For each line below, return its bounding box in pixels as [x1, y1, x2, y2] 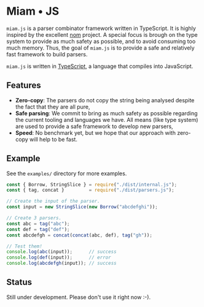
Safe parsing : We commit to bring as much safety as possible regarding [15, 109, 198, 117]
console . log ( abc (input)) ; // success [6, 249, 117, 255]
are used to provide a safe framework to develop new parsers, [15, 123, 173, 130]
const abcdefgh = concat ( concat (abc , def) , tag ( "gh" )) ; [6, 232, 152, 238]
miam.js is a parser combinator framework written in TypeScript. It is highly [6, 25, 197, 32]
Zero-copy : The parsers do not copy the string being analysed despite [15, 96, 195, 104]
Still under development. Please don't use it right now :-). [6, 293, 151, 301]
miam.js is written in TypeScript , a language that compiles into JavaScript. [6, 63, 194, 70]
